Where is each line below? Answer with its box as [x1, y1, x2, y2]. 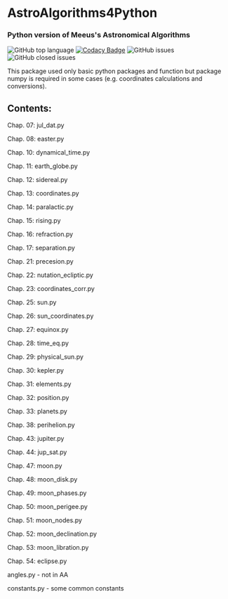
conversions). [7, 82, 47, 91]
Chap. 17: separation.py [7, 244, 76, 252]
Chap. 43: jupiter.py [7, 434, 65, 443]
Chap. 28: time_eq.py [7, 339, 69, 347]
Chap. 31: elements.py [7, 380, 72, 388]
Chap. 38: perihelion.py [7, 420, 75, 430]
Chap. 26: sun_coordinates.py [7, 311, 94, 321]
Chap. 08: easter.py [7, 135, 65, 143]
